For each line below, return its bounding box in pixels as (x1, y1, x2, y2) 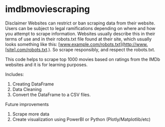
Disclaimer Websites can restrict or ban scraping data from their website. (5, 20, 156, 26)
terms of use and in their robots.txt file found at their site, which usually (5, 36, 152, 42)
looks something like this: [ (5, 41, 60, 47)
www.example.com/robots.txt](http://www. (59, 41, 148, 47)
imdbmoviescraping (5, 3, 90, 15)
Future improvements (5, 101, 49, 107)
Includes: (5, 71, 24, 77)
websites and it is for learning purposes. (5, 61, 88, 67)
